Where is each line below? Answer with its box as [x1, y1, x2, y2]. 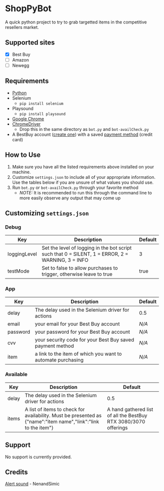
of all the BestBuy [107, 412, 147, 419]
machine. [12, 169, 31, 175]
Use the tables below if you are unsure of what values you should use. [12, 179, 154, 185]
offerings [107, 424, 128, 431]
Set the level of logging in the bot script [41, 245, 132, 252]
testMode [7, 268, 30, 275]
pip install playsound [19, 111, 66, 116]
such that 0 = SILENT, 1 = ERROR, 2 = [41, 251, 128, 257]
